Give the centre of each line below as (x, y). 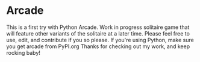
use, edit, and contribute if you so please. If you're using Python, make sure (100, 40)
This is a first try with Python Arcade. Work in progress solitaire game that (98, 27)
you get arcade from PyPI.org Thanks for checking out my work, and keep (98, 46)
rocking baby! (23, 52)
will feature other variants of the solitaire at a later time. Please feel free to (98, 33)
